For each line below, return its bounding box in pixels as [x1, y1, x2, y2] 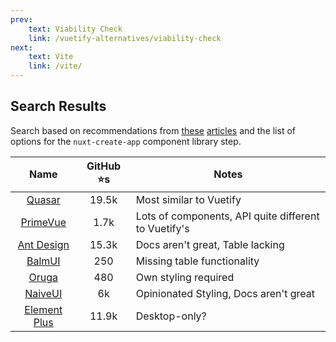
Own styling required [135, 270, 235, 284]
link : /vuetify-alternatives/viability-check [28, 33, 222, 43]
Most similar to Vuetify [135, 192, 242, 206]
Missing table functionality [135, 254, 260, 268]
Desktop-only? [135, 309, 207, 323]
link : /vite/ [28, 61, 83, 71]
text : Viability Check [28, 24, 123, 34]
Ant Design [17, 237, 70, 251]
